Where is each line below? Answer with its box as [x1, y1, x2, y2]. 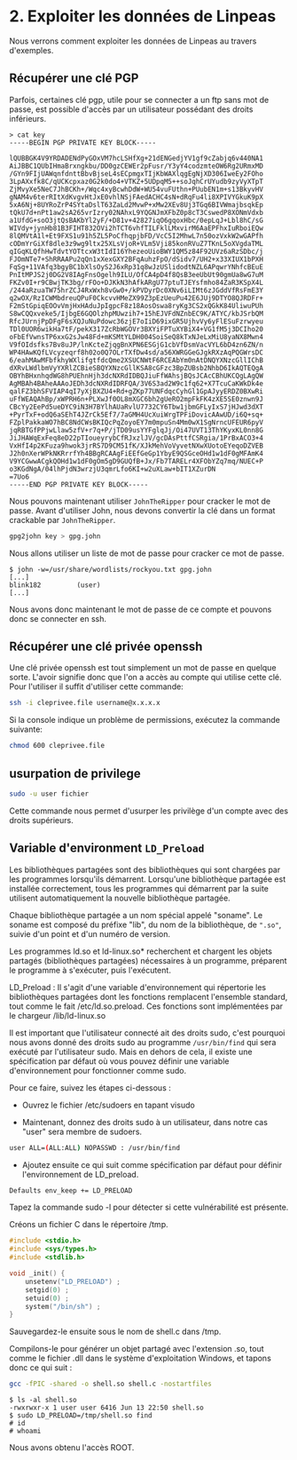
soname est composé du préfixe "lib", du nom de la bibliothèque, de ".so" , [9, 919, 282, 930]
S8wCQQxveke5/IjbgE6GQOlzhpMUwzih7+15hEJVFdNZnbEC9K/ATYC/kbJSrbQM [9, 309, 264, 318]
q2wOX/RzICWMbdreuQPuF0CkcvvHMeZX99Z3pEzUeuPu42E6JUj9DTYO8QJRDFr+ [9, 293, 264, 303]
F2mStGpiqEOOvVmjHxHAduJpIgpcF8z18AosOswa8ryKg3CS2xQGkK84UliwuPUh [9, 301, 264, 310]
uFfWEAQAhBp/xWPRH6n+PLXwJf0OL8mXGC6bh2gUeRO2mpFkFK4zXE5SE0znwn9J [9, 394, 264, 403]
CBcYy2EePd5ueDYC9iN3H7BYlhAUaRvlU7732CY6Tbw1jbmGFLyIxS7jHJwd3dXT [9, 402, 264, 411]
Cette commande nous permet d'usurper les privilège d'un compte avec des [9, 805, 289, 816]
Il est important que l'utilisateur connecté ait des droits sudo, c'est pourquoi [9, 1028, 285, 1038]
